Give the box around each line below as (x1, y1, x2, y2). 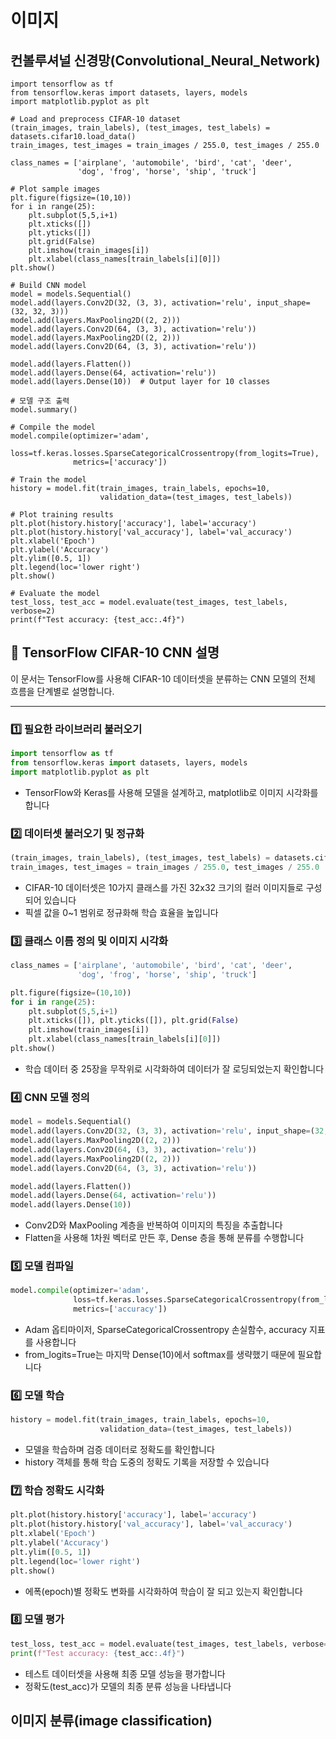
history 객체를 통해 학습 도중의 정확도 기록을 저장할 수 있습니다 (24, 1456, 270, 1468)
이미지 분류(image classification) (10, 1712, 213, 1729)
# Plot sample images (10, 184, 101, 194)
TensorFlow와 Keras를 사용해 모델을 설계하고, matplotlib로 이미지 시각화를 (24, 786, 319, 798)
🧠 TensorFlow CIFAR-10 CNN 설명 (10, 644, 220, 661)
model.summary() (10, 405, 78, 415)
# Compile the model (10, 422, 97, 432)
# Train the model (10, 475, 87, 485)
